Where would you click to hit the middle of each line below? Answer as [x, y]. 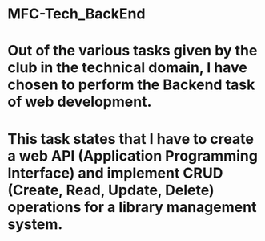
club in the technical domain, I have [127, 68]
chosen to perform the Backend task [131, 85]
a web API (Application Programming [132, 155]
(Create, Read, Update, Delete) [111, 190]
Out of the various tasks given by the [132, 51]
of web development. [80, 102]
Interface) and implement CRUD [115, 173]
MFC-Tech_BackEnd [76, 14]
